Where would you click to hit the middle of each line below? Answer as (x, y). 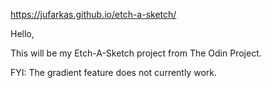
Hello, (22, 33)
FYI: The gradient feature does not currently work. (113, 72)
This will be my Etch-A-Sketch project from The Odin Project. (136, 53)
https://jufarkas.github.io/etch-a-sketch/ (93, 14)
